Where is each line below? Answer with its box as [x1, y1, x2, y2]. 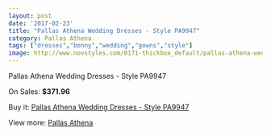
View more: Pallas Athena [8, 118, 94, 127]
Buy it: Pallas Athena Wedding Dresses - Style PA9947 [8, 102, 190, 112]
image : [8, 49, 31, 57]
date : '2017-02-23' [8, 19, 74, 27]
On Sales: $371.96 [8, 87, 70, 96]
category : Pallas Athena [8, 34, 92, 43]
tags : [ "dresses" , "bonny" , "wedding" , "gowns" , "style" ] [8, 42, 194, 50]
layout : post [8, 11, 52, 20]
